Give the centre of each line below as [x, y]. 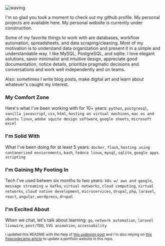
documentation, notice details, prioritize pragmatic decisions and [72, 64]
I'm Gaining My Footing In [37, 170]
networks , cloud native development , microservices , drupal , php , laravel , [80, 191]
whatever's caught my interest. [37, 84]
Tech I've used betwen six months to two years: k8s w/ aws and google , [79, 180]
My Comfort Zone [27, 97]
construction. [19, 28]
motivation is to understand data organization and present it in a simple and [83, 48]
